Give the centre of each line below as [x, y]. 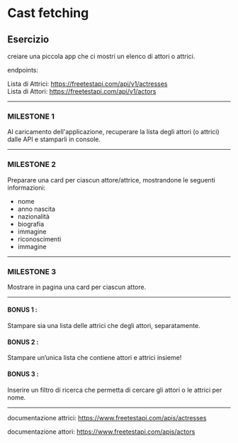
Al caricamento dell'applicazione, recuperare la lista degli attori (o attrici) [113, 132]
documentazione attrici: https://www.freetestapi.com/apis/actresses [107, 417]
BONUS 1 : [22, 310]
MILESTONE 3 [32, 271]
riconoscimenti [39, 239]
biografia [31, 224]
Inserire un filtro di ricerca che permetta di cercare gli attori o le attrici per [115, 390]
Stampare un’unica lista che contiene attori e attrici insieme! [95, 358]
